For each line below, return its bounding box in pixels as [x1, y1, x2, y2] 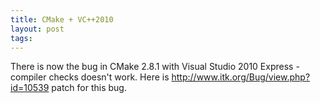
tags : [10, 33, 33, 43]
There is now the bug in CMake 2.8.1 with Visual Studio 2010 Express [10, 61, 294, 73]
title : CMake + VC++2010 [10, 14, 114, 25]
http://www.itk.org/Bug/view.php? [171, 71, 311, 83]
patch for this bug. [51, 82, 127, 94]
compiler [10, 71, 47, 83]
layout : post [10, 24, 65, 34]
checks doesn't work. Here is [48, 71, 170, 83]
